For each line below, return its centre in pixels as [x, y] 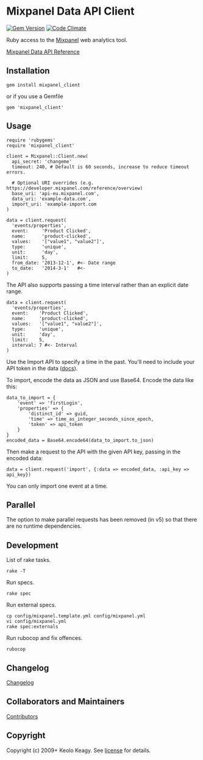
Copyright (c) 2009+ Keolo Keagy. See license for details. [79, 750]
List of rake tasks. [29, 560]
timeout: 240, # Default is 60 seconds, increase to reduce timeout [101, 167]
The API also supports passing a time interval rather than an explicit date [98, 285]
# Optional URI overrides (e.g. [53, 183]
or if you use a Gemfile [35, 96]
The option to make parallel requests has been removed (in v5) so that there [102, 520]
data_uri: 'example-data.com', [52, 199]
